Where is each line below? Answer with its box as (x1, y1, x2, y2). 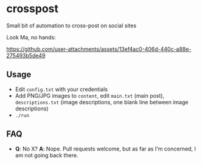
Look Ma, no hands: (6, 33, 56, 41)
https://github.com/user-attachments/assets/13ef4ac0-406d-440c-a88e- (6, 45, 192, 53)
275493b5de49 (6, 52, 46, 59)
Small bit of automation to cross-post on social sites (6, 22, 137, 29)
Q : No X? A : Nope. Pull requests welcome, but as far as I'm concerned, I (15, 145, 197, 152)
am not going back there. (15, 151, 78, 159)
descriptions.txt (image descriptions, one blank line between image (15, 98, 189, 106)
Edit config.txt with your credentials (15, 86, 108, 93)
